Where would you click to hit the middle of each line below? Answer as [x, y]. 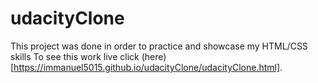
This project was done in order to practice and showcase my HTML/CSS [159, 46]
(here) [154, 56]
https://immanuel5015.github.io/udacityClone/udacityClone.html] [147, 67]
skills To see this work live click [75, 56]
